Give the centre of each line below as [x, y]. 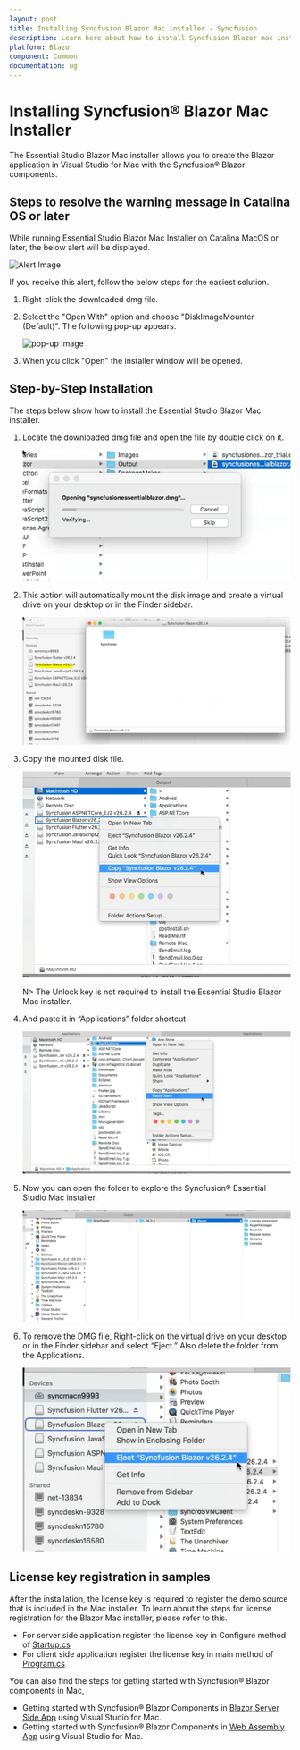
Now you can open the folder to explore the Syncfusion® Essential [144, 1188]
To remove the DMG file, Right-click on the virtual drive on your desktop [154, 1336]
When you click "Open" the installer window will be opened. [132, 360]
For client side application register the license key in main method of [148, 1653]
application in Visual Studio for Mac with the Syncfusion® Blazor [127, 165]
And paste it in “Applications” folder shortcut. [105, 1019]
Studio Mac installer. [60, 1197]
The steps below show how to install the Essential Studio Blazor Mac [135, 410]
